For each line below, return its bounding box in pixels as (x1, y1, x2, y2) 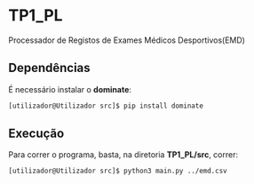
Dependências (8, 60, 91, 76)
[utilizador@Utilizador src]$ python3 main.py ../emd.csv (8, 166, 227, 176)
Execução (8, 126, 65, 141)
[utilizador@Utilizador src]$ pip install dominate (8, 101, 203, 110)
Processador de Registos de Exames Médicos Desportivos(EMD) (8, 35, 246, 45)
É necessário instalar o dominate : (8, 84, 132, 94)
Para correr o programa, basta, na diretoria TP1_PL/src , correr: (8, 149, 239, 160)
